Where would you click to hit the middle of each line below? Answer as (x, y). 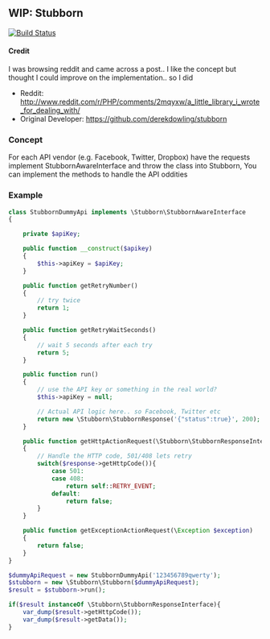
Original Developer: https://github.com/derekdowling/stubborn (123, 119)
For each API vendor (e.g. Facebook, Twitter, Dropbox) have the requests (129, 157)
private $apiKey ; (52, 234)
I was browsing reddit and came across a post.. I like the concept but (123, 69)
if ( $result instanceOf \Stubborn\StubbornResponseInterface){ (115, 605)
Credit (19, 51)
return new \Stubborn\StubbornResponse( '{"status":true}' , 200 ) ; (149, 419)
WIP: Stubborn (46, 13)
